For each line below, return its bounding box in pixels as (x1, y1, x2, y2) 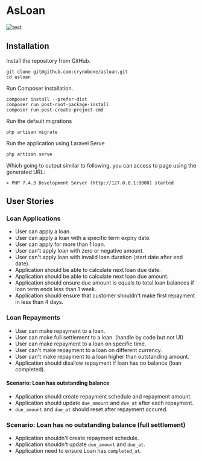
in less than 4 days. (14, 298, 64, 306)
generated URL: (6, 168, 45, 175)
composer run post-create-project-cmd (6, 107, 104, 113)
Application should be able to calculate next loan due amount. (14, 273, 169, 280)
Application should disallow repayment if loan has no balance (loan (14, 359, 182, 367)
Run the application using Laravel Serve (6, 139, 105, 147)
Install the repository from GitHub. (6, 57, 91, 64)
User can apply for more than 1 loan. (14, 241, 106, 248)
